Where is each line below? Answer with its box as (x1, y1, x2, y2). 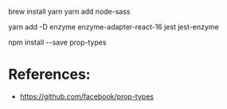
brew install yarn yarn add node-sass (8, 7, 131, 16)
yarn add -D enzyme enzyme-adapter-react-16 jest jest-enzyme (8, 22, 219, 31)
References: (8, 65, 91, 84)
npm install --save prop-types (8, 37, 107, 47)
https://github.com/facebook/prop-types (19, 91, 154, 101)
